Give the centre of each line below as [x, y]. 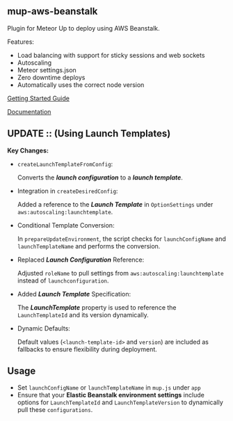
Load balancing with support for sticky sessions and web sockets [111, 55]
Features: [21, 42]
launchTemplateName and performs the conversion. [89, 246]
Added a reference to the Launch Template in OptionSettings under [115, 204]
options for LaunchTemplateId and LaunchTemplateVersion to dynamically [120, 402]
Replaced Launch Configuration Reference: [81, 260]
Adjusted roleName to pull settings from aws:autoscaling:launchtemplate [120, 273]
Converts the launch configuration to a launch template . [100, 177]
